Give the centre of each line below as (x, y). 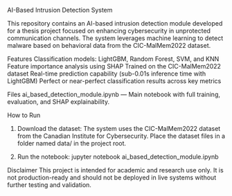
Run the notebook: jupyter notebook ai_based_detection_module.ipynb (118, 157)
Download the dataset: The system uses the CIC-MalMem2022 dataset (119, 128)
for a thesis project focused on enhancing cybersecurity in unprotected (109, 31)
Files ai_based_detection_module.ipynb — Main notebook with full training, (114, 94)
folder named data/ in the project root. (72, 143)
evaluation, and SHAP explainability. (58, 102)
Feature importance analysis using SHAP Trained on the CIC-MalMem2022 (114, 66)
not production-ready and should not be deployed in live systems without (112, 177)
